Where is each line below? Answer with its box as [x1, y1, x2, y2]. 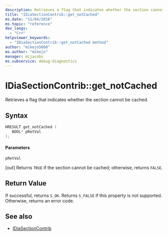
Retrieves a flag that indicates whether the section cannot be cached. [5, 97, 148, 103]
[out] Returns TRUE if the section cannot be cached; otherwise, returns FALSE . [5, 164, 163, 170]
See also [5, 212, 32, 221]
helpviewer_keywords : [5, 36, 50, 41]
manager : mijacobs [5, 54, 43, 59]
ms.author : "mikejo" [5, 49, 48, 54]
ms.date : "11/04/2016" [5, 17, 52, 22]
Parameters [5, 145, 30, 151]
